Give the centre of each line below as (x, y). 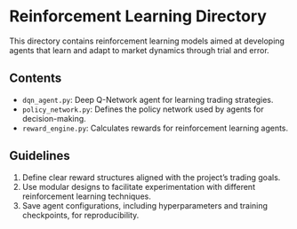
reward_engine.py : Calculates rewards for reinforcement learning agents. (155, 128)
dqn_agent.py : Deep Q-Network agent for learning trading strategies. (148, 99)
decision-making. (54, 118)
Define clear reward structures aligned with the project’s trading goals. (151, 177)
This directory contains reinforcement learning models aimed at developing (147, 41)
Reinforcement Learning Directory (138, 16)
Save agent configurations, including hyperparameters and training (145, 205)
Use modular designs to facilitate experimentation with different (139, 186)
